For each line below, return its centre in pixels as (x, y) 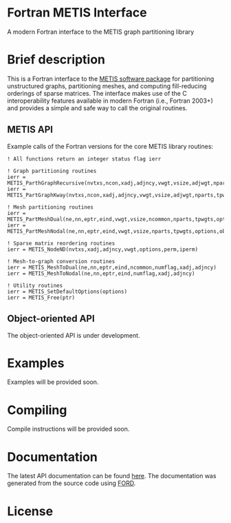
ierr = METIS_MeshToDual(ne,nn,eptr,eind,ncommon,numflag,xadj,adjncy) (112, 267)
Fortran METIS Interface (77, 13)
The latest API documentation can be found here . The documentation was (112, 476)
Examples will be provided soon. (53, 382)
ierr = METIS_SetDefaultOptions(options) (67, 291)
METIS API (30, 130)
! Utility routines (35, 285)
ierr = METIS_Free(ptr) (41, 298)
